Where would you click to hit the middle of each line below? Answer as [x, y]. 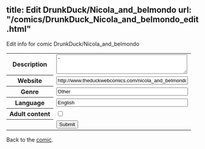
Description [30, 65]
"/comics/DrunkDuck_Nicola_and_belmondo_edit [103, 20]
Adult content [30, 114]
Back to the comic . [30, 139]
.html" [19, 29]
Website [30, 81]
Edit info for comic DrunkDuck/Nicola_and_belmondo [73, 44]
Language [30, 103]
